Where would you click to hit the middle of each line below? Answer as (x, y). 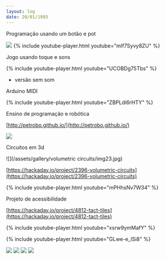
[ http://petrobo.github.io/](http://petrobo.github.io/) (68, 125)
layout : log (20, 11)
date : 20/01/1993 (27, 17)
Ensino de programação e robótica (48, 113)
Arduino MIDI (22, 91)
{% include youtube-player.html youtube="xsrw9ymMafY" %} (81, 227)
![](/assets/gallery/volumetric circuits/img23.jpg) (64, 158)
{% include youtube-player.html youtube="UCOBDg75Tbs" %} (82, 68)
